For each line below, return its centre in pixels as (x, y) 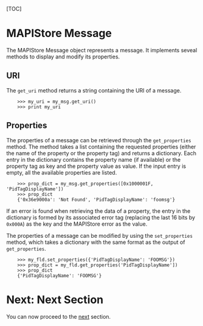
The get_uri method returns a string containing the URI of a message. (94, 90)
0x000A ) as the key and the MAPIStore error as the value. (77, 224)
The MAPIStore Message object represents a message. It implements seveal (102, 50)
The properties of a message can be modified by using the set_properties (100, 235)
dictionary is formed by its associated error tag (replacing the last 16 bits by (101, 217)
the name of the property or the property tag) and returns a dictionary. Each (101, 153)
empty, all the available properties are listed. (62, 172)
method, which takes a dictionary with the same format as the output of (96, 242)
